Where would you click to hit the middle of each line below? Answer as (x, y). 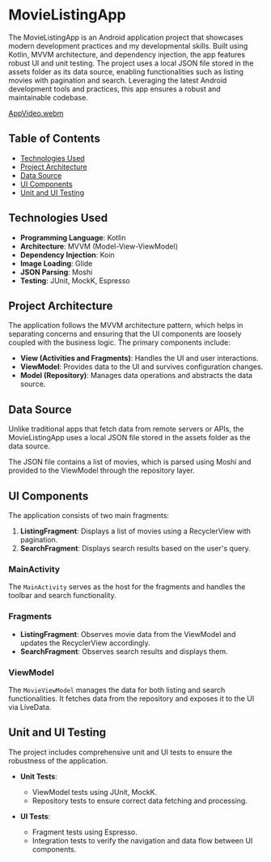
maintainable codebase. (49, 97)
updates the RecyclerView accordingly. (85, 643)
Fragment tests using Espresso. (85, 832)
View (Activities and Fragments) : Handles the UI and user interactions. (139, 359)
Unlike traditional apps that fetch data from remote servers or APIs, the (126, 429)
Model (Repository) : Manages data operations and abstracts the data (136, 376)
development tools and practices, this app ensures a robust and (114, 89)
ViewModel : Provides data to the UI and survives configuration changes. (142, 367)
